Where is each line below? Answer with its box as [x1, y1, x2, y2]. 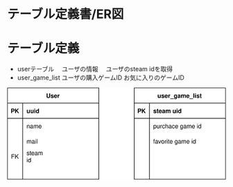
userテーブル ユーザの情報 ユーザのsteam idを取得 [17, 65, 173, 73]
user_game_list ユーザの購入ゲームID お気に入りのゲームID [17, 73, 185, 82]
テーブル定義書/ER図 [7, 6, 124, 22]
